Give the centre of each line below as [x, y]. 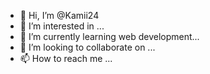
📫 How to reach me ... [66, 58]
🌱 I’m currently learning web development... [109, 36]
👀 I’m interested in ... [62, 26]
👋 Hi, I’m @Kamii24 [59, 15]
